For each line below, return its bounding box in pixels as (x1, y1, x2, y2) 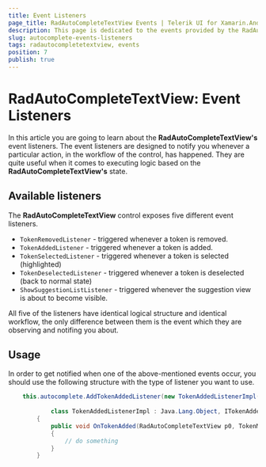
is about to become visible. (19, 293, 108, 302)
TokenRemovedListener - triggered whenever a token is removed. (19, 234, 228, 244)
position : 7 (8, 48, 47, 56)
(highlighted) (19, 259, 62, 269)
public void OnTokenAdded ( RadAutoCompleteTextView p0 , (50, 422, 236, 430)
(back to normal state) (19, 276, 93, 286)
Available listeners (8, 189, 101, 203)
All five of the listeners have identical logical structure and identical (8, 308, 227, 317)
